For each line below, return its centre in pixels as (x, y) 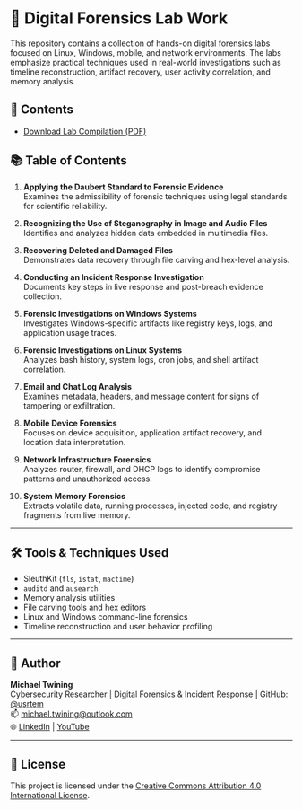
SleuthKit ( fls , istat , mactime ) (78, 579)
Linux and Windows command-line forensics (105, 617)
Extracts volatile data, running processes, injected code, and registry (150, 506)
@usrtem (27, 704)
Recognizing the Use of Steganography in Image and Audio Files (145, 223)
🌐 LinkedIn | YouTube (50, 727)
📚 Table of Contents (69, 161)
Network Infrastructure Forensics (87, 459)
